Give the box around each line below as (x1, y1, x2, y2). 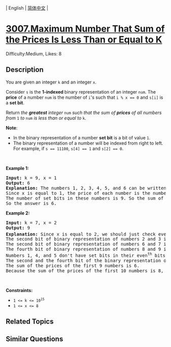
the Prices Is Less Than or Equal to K (6, 34, 162, 45)
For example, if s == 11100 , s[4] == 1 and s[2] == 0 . (13, 145, 124, 152)
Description (6, 66, 44, 74)
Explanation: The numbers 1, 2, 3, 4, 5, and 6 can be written (6, 185, 166, 191)
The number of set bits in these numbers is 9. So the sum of (6, 195, 164, 201)
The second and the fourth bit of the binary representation (6, 258, 161, 264)
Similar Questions (6, 334, 63, 343)
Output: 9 (6, 225, 30, 230)
